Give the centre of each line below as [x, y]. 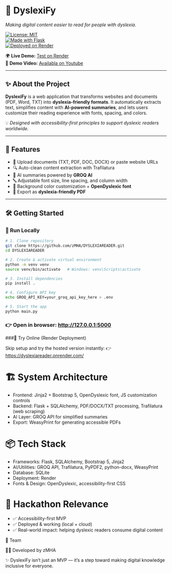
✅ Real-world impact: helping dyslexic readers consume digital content [88, 530]
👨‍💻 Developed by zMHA [31, 550]
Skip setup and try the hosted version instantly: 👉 [58, 348]
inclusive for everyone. [29, 566]
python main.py [21, 311]
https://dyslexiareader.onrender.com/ [45, 355]
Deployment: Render [34, 478]
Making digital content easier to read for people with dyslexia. [71, 25]
